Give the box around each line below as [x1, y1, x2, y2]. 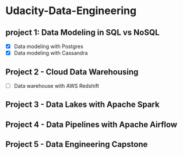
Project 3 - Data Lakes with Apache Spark [5, 99, 160, 109]
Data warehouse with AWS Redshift [13, 82, 100, 89]
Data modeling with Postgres [13, 43, 84, 50]
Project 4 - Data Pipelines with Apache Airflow [5, 119, 178, 129]
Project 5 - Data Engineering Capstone [5, 139, 148, 150]
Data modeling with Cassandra [13, 50, 88, 57]
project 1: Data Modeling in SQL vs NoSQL [5, 27, 160, 37]
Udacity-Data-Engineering [5, 4, 137, 18]
